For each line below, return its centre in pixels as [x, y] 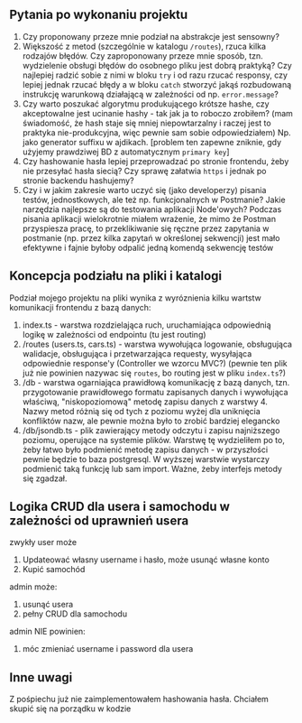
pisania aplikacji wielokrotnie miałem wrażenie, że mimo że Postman [149, 218]
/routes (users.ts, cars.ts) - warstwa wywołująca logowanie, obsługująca [157, 344]
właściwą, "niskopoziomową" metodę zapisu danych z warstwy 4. [145, 402]
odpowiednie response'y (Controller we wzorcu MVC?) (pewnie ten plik [155, 363]
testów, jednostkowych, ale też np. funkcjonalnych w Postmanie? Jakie [154, 199]
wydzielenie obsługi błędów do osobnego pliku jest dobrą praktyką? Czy [157, 65]
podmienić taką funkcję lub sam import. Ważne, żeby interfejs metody [152, 468]
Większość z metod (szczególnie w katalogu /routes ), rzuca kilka [144, 46]
